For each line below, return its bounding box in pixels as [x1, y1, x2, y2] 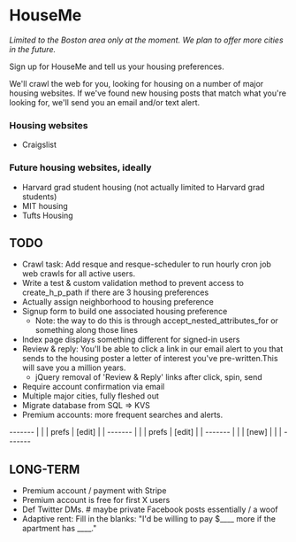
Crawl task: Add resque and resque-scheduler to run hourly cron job [21, 259, 272, 270]
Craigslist [21, 139, 57, 151]
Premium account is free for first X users [21, 495, 171, 506]
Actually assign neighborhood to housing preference [21, 297, 215, 307]
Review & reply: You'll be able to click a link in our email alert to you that [21, 344, 284, 354]
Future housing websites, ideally [9, 161, 152, 174]
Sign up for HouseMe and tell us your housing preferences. [9, 61, 225, 72]
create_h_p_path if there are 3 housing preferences [21, 287, 209, 298]
